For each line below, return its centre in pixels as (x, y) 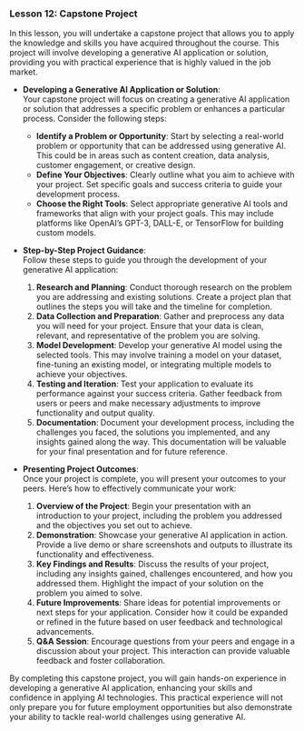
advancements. (65, 632)
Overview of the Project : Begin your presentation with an (143, 506)
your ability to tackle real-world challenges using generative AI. (127, 717)
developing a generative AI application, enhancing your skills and (131, 688)
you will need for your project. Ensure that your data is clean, (150, 326)
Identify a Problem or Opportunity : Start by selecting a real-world (160, 136)
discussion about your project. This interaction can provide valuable (163, 651)
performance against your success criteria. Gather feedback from (159, 394)
